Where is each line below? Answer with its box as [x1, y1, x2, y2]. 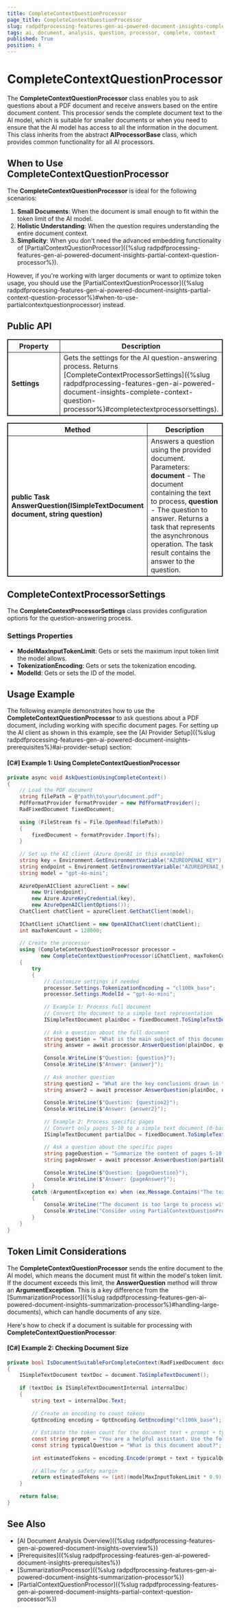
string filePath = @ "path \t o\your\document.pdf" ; [19, 793, 164, 800]
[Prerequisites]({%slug [16, 1551, 81, 1559]
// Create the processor [19, 940, 90, 947]
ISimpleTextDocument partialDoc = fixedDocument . [43, 1131, 188, 1138]
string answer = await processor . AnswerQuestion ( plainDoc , [43, 1042, 216, 1049]
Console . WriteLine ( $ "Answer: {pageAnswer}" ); [43, 1175, 176, 1183]
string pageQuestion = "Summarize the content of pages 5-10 [43, 1150, 222, 1157]
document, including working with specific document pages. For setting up [7, 721, 219, 730]
